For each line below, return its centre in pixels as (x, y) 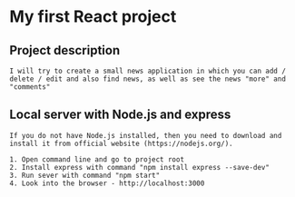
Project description (65, 50)
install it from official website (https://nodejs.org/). (121, 143)
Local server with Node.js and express (120, 115)
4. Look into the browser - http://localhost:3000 (107, 183)
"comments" (30, 87)
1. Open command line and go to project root (97, 159)
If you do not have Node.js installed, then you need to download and (146, 135)
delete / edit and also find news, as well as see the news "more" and (147, 79)
